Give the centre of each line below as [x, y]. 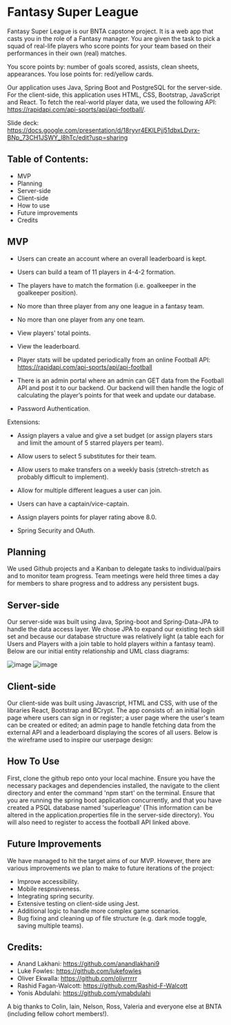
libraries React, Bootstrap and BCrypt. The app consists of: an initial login [111, 710]
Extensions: [24, 422]
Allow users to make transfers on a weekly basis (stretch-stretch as [113, 469]
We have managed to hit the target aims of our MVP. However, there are [109, 860]
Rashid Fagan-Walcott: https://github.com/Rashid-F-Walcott [102, 986]
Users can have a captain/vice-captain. [73, 504]
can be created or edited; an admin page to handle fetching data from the [111, 725]
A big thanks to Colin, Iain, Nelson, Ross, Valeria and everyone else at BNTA [114, 1006]
